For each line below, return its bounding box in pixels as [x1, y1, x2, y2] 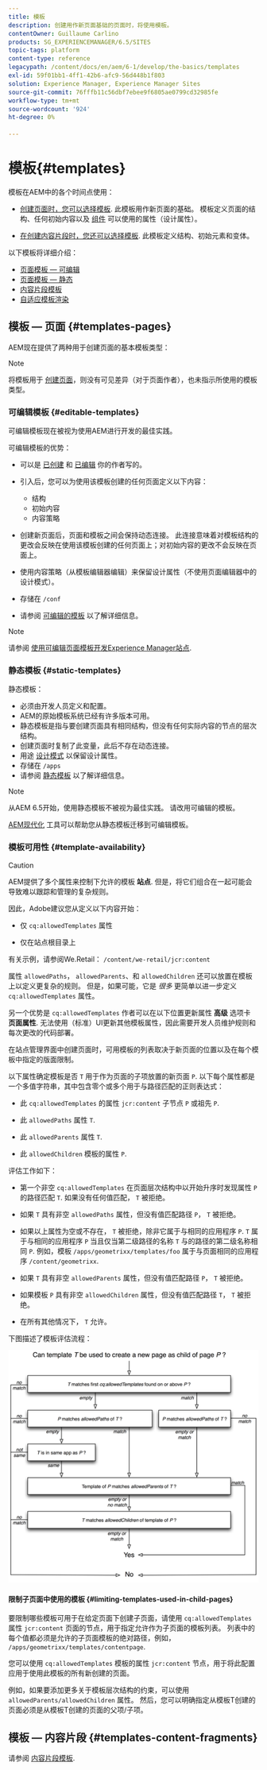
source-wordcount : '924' [8, 105, 91, 113]
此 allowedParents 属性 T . [19, 1132, 103, 1142]
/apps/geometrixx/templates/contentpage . [8, 1642, 146, 1652]
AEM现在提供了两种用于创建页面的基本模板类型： [8, 342, 170, 352]
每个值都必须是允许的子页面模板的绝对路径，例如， [8, 1633, 176, 1643]
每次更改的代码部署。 [8, 1027, 78, 1037]
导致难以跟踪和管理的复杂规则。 [8, 887, 113, 896]
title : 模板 [8, 13, 45, 21]
